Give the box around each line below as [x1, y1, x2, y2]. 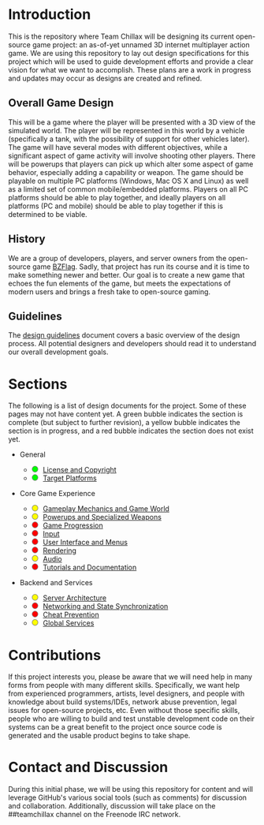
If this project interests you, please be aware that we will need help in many [8, 672, 253, 681]
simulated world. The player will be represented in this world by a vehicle [8, 125, 245, 135]
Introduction [8, 6, 91, 24]
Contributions [8, 646, 101, 664]
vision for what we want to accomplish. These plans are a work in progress [8, 65, 251, 74]
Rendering [43, 546, 77, 555]
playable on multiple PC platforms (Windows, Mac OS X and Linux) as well [8, 176, 249, 185]
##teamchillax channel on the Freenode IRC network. [8, 810, 181, 819]
